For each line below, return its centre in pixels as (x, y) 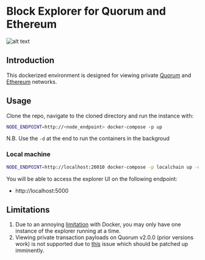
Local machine (28, 154)
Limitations (28, 210)
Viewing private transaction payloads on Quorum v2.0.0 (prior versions (104, 237)
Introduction (31, 60)
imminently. (30, 251)
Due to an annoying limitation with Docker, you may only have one (98, 225)
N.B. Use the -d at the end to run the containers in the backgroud (88, 138)
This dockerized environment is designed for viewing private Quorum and (99, 75)
